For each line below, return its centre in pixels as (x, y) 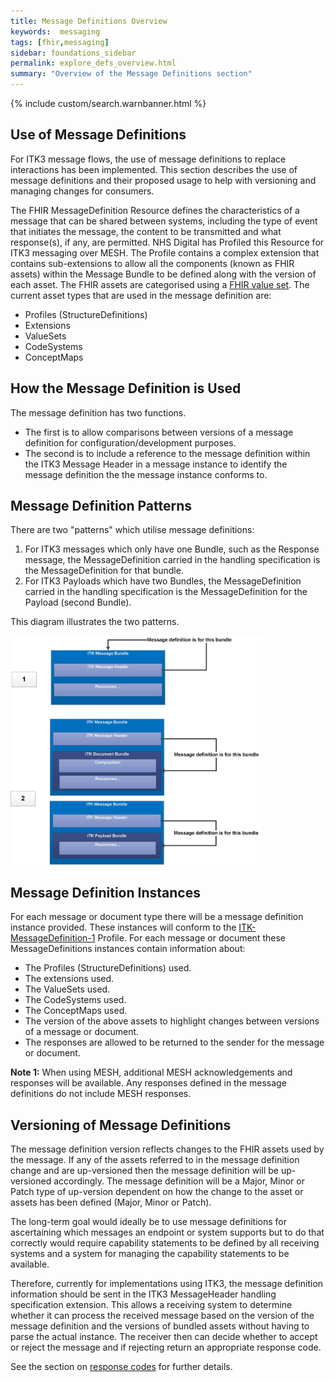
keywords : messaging (55, 31)
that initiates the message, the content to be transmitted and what (146, 231)
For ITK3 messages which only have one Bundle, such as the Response (172, 549)
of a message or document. (82, 1032)
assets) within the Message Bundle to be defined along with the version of (163, 274)
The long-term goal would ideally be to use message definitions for (148, 1222)
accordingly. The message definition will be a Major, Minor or (179, 1181)
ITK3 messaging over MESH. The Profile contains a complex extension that (165, 252)
